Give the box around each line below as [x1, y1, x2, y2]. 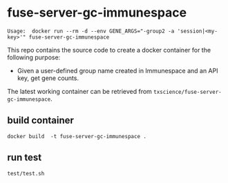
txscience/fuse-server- [153, 88, 222, 95]
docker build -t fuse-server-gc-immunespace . [7, 133, 147, 139]
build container [7, 115, 75, 126]
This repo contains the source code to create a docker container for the [7, 46, 211, 54]
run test [7, 152, 42, 164]
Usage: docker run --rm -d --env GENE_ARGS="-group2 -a [7, 28, 175, 35]
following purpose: [7, 53, 61, 61]
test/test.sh [7, 170, 45, 177]
